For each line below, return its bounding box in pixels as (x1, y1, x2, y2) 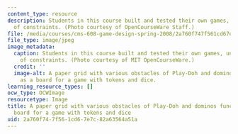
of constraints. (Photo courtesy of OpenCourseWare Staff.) (13, 23, 195, 30)
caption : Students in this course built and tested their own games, (13, 50, 223, 57)
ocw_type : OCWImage (7, 89, 65, 96)
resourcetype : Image (7, 96, 69, 104)
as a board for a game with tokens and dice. (20, 76, 157, 84)
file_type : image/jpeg (7, 37, 74, 44)
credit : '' (13, 63, 46, 70)
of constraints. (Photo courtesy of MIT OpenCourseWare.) (20, 57, 195, 64)
